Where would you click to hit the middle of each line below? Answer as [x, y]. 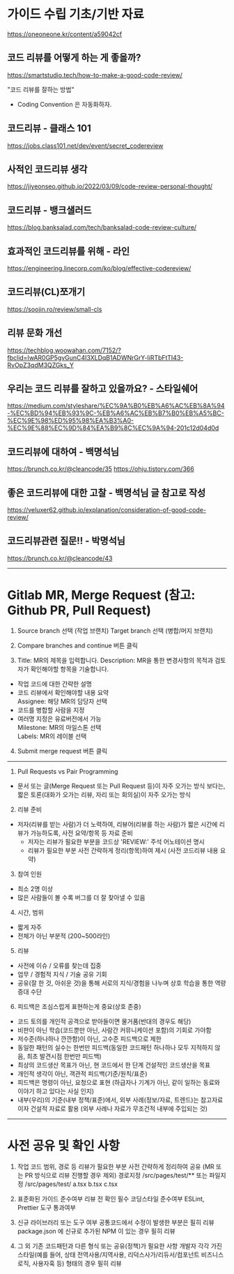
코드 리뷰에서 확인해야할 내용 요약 [63, 692]
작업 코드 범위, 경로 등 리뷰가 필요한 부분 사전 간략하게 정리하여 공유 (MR [116, 1167]
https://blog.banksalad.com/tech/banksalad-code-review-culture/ [102, 227]
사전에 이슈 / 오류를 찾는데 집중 [59, 965]
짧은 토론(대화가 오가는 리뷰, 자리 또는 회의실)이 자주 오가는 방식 [104, 794]
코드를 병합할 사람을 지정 [51, 710]
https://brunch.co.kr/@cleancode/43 [60, 558]
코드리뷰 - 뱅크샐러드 [49, 210]
